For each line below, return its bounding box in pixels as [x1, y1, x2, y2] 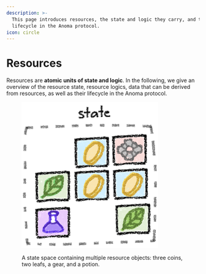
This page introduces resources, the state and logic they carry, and [12, 16, 196, 23]
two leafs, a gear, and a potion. [21, 261, 100, 268]
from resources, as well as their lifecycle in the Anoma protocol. [6, 89, 167, 97]
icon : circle [6, 29, 40, 36]
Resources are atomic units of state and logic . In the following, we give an [6, 77, 195, 84]
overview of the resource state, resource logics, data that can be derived [6, 83, 191, 91]
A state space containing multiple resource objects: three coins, [21, 254, 183, 262]
